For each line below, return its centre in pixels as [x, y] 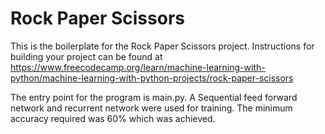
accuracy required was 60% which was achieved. [113, 118]
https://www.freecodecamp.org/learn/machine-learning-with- [138, 67]
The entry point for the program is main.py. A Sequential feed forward [154, 97]
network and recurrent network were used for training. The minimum [151, 108]
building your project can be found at [86, 56]
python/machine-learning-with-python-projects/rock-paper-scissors [152, 78]
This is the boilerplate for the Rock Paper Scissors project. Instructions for [162, 46]
